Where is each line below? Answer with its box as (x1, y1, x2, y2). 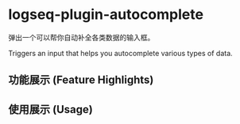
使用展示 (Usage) (8, 103, 93, 116)
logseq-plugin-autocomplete (8, 6, 204, 24)
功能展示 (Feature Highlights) (8, 73, 154, 87)
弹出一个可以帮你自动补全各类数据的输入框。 (8, 32, 155, 42)
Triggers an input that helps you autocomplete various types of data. (8, 48, 233, 58)
